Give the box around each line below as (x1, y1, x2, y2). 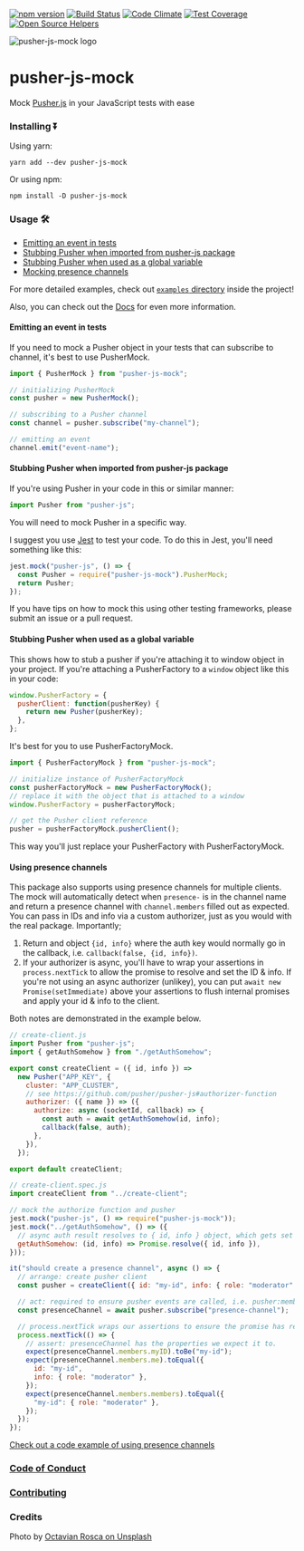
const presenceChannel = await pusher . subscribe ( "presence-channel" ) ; (17, 1305, 290, 1315)
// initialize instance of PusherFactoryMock (9, 775, 184, 784)
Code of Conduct (9, 1462, 86, 1475)
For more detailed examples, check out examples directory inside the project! (9, 284, 294, 294)
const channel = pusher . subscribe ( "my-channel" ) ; (9, 419, 201, 428)
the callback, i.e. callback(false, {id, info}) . (22, 948, 198, 959)
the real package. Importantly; (9, 920, 122, 931)
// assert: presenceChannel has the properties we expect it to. (25, 1339, 278, 1348)
